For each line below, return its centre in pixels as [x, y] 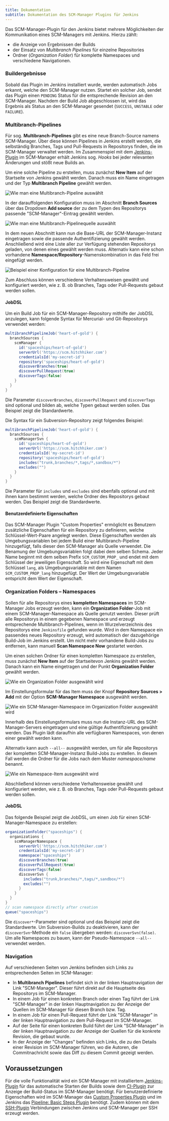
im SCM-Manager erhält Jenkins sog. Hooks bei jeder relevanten [87, 157]
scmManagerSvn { [32, 439]
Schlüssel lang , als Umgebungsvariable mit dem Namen [63, 568]
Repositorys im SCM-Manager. [44, 993]
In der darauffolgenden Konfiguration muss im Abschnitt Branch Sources [81, 203]
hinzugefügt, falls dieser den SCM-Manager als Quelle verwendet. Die [78, 546]
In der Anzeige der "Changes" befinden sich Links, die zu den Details [84, 1041]
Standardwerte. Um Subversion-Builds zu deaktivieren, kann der [72, 927]
